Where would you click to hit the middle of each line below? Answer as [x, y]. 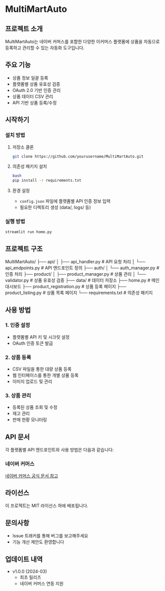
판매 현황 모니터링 [29, 420]
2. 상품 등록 [18, 357]
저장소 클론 [23, 147]
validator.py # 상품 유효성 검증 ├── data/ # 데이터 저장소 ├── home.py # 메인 [82, 280]
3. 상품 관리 [18, 396]
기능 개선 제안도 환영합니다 [38, 542]
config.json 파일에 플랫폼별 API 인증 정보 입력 [65, 201]
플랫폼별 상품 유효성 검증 [36, 84]
